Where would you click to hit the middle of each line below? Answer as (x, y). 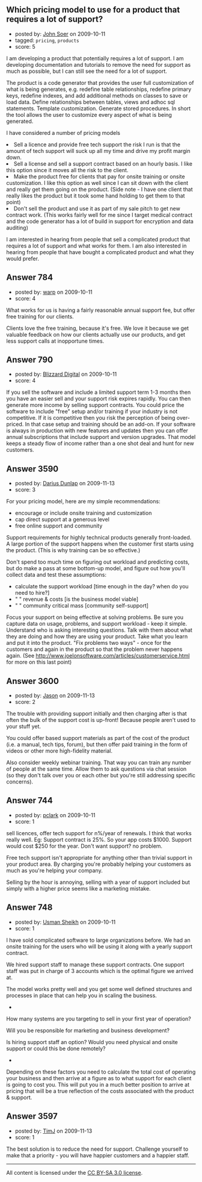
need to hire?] (32, 593)
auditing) (17, 228)
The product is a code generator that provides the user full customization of (100, 82)
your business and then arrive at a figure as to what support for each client (99, 1078)
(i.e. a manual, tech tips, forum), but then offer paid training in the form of (97, 745)
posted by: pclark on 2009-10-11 (55, 815)
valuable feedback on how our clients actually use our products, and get (96, 334)
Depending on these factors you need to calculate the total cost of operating (101, 1072)
